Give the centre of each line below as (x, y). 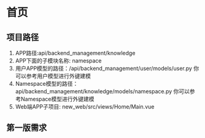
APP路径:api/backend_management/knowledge (75, 53)
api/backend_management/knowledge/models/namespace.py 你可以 (102, 91)
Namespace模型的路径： (47, 84)
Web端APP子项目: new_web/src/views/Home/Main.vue (85, 107)
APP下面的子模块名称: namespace (58, 61)
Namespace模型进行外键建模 (57, 99)
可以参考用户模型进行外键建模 (53, 76)
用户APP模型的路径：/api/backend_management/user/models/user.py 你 (107, 68)
